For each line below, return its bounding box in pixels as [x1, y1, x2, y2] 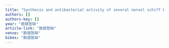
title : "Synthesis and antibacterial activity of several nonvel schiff [5, 7, 161, 12]
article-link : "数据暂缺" [5, 26, 57, 31]
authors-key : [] [5, 16, 39, 21]
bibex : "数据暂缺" [5, 35, 41, 40]
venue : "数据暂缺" [5, 30, 41, 35]
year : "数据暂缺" [5, 21, 39, 26]
